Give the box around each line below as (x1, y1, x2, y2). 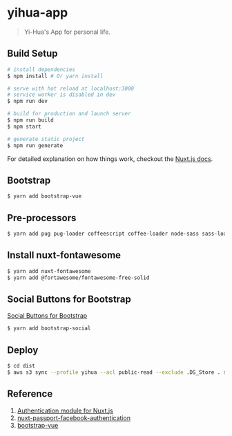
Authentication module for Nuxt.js (17, 406, 114, 415)
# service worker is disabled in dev (7, 91, 116, 98)
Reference (7, 388, 53, 400)
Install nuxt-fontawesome (7, 249, 122, 261)
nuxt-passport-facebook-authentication (17, 413, 131, 422)
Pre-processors (7, 212, 77, 224)
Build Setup (7, 48, 58, 59)
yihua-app (7, 5, 68, 21)
